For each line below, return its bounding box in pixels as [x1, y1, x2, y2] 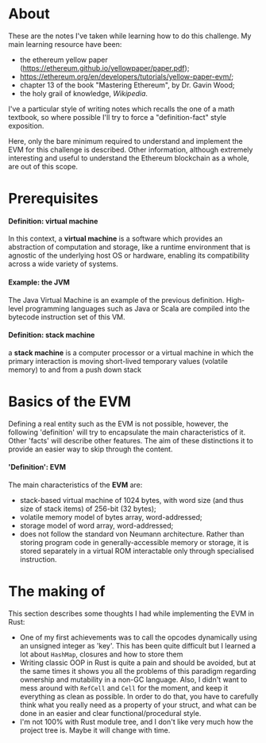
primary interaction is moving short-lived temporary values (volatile [8, 356, 229, 366]
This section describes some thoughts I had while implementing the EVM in [8, 609, 254, 618]
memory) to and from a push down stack [8, 365, 141, 374]
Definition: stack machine [8, 331, 95, 340]
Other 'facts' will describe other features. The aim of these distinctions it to [8, 435, 254, 445]
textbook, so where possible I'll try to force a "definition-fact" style [8, 112, 227, 122]
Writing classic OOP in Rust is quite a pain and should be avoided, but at [19, 657, 256, 668]
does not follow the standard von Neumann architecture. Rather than [19, 529, 245, 539]
